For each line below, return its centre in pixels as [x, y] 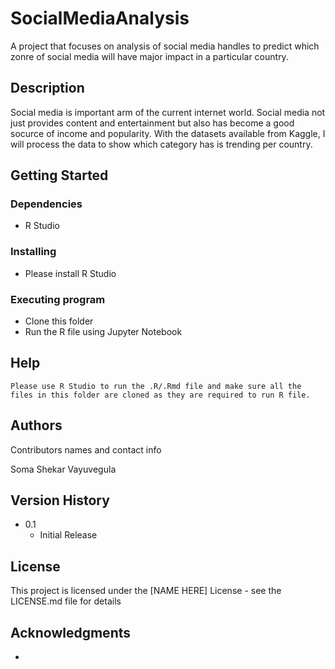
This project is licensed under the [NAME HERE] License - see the [146, 591]
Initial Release [68, 535]
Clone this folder [59, 321]
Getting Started [59, 175]
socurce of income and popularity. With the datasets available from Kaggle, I [168, 133]
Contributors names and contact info [86, 449]
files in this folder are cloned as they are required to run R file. [160, 395]
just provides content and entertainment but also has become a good [152, 123]
